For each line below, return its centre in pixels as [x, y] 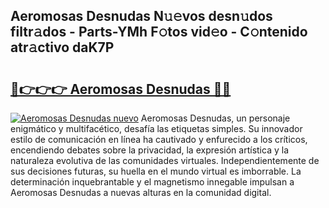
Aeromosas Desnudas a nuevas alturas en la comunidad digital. [141, 192]
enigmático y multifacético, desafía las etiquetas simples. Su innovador [156, 128]
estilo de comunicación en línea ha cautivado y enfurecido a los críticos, [159, 139]
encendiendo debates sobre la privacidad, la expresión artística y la [149, 150]
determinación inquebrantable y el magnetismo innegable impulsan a [152, 182]
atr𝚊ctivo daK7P [62, 47]
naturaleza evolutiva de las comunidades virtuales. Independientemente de [165, 160]
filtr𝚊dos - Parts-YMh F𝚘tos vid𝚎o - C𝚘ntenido [159, 32]
